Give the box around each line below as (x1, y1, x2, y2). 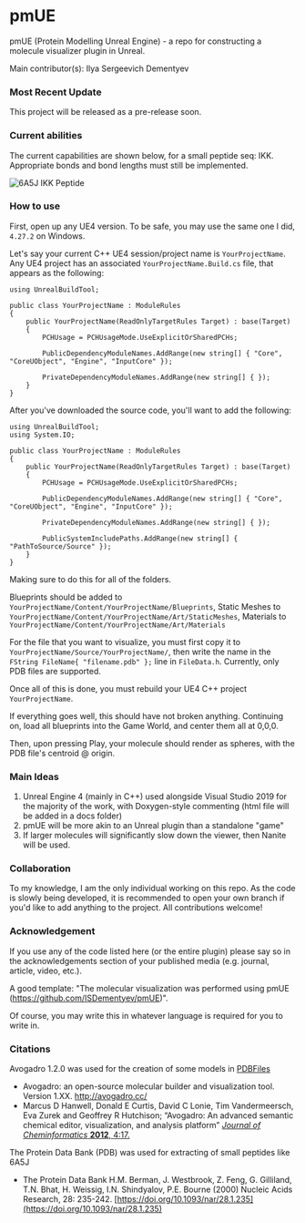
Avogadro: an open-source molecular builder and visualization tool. (22, 1081, 275, 1092)
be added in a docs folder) (22, 810, 123, 821)
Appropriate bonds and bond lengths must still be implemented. (9, 159, 249, 170)
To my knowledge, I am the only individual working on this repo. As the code (9, 883, 296, 894)
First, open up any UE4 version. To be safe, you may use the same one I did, (9, 221, 296, 231)
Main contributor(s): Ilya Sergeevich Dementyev (9, 63, 189, 74)
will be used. (22, 839, 71, 850)
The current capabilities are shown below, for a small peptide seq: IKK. (9, 149, 275, 160)
